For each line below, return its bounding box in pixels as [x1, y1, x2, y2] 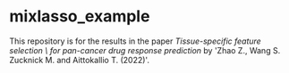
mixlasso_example [9, 6, 150, 27]
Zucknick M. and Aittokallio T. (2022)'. [9, 54, 150, 65]
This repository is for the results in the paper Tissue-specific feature [9, 36, 261, 46]
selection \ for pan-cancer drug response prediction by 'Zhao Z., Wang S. [9, 45, 281, 55]
